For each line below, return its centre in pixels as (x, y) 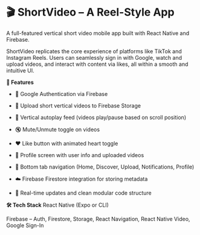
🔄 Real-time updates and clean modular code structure (83, 193)
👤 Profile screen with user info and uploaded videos (79, 155)
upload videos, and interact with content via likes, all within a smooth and (97, 64)
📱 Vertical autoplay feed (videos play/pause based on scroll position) (100, 117)
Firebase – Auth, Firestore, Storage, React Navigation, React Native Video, (98, 219)
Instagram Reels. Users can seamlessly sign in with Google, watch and (94, 57)
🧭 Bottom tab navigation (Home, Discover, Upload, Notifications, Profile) (105, 167)
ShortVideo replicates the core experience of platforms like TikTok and (94, 51)
